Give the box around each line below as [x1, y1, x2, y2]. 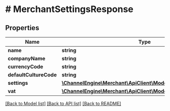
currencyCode [8, 63, 44, 70]
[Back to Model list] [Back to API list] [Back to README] [5, 100, 121, 106]
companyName [8, 55, 46, 62]
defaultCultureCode [8, 71, 57, 78]
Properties [5, 24, 39, 32]
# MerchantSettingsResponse [5, 4, 134, 15]
